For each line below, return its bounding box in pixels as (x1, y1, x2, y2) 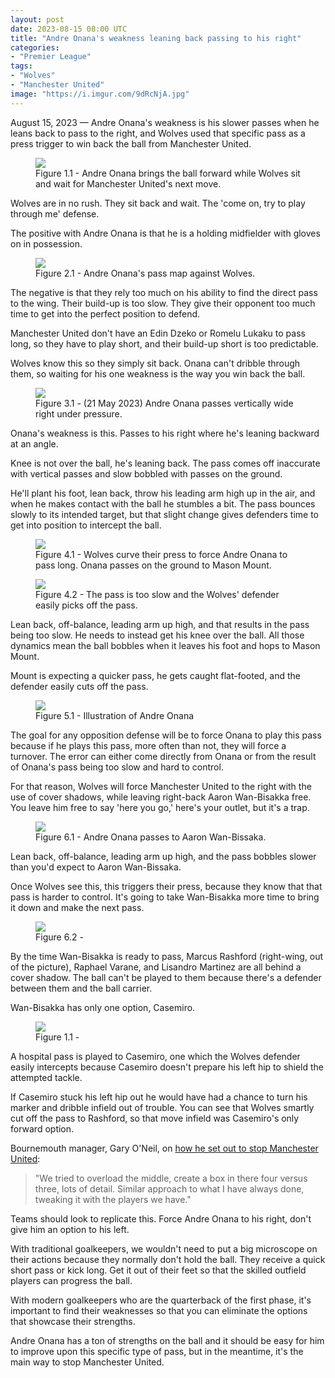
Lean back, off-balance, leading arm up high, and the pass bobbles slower (10, 850, 317, 862)
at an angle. (10, 437, 59, 450)
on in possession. (10, 237, 83, 250)
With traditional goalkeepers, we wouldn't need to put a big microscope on (10, 1242, 318, 1255)
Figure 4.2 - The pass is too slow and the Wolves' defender (35, 588, 280, 600)
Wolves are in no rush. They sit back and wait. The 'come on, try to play (10, 197, 306, 209)
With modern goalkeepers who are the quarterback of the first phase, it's (10, 1294, 312, 1306)
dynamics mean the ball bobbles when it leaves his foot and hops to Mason (10, 639, 321, 651)
